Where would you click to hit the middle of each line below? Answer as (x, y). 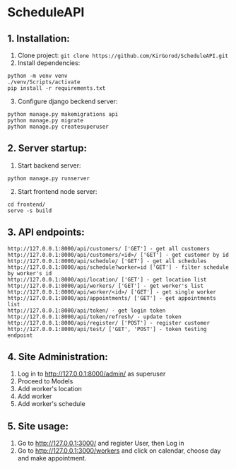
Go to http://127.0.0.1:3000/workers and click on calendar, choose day (119, 451)
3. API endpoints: (46, 232)
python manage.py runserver (49, 178)
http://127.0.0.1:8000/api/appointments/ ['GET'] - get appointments (112, 298)
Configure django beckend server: (67, 101)
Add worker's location (50, 389)
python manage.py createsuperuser (58, 127)
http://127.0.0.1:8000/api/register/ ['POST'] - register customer (109, 323)
